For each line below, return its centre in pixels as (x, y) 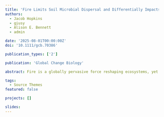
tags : (10, 81)
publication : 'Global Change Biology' (44, 63)
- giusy (17, 23)
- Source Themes (26, 85)
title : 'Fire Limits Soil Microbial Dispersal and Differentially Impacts (83, 9)
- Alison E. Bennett (30, 28)
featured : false (21, 90)
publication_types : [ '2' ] (31, 54)
